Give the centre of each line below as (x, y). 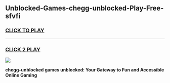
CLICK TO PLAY (25, 31)
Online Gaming (21, 75)
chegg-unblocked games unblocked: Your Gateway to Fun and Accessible (85, 69)
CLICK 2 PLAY (23, 49)
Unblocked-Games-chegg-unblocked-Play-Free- (84, 8)
